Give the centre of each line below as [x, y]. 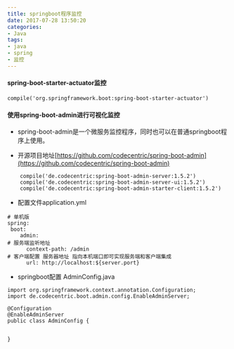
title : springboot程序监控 [45, 14]
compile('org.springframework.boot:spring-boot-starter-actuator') [108, 98]
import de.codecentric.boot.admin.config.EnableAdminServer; [99, 296]
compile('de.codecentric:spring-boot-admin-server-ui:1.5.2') [113, 183]
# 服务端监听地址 [29, 243]
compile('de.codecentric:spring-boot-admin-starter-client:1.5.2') [121, 189]
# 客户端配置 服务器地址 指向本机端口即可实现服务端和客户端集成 [90, 257]
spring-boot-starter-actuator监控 [57, 83]
